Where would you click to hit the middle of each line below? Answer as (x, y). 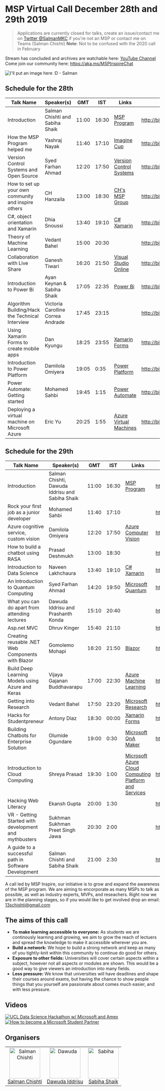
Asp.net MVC (23, 628)
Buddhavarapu (65, 687)
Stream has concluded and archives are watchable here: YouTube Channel (81, 58)
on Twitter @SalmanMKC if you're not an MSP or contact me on (81, 38)
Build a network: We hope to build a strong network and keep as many (84, 948)
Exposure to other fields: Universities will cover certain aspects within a (85, 958)
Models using (23, 680)
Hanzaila (55, 199)
